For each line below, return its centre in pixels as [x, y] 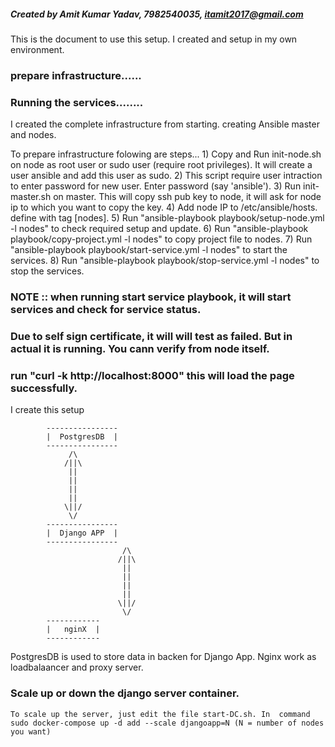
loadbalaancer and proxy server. [77, 667]
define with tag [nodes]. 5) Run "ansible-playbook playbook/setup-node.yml [167, 218]
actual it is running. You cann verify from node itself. [140, 349]
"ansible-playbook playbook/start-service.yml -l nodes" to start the [149, 250]
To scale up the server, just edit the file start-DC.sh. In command [160, 714]
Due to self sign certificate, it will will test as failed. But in [151, 337]
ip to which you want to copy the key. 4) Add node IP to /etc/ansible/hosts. [164, 207]
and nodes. [33, 135]
